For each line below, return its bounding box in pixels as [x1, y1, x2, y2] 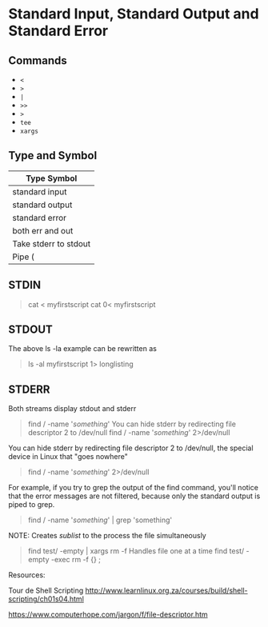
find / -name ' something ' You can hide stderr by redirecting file [27, 419, 236, 429]
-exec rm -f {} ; [50, 555, 102, 565]
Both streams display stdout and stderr [8, 404, 137, 413]
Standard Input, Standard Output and [8, 5, 259, 23]
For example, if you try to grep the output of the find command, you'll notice [8, 483, 258, 493]
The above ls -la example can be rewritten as [8, 344, 158, 353]
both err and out [12, 225, 74, 236]
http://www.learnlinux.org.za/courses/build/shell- [85, 585, 248, 596]
